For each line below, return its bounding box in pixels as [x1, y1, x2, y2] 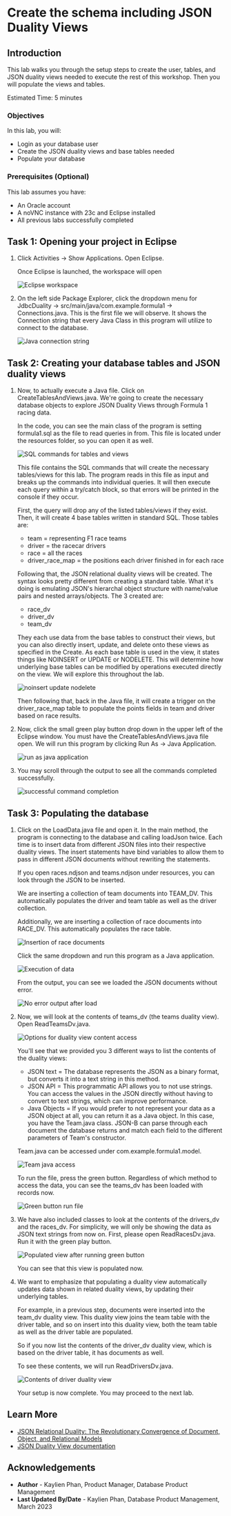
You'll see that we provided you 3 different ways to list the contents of [17, 1047, 217, 1055]
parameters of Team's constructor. [27, 1133, 126, 1142]
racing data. [17, 408, 52, 417]
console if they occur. [17, 493, 79, 501]
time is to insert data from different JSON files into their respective [17, 841, 206, 849]
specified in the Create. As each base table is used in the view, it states [17, 648, 220, 657]
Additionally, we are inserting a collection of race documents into [17, 917, 202, 926]
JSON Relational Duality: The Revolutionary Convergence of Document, [17, 1427, 221, 1435]
